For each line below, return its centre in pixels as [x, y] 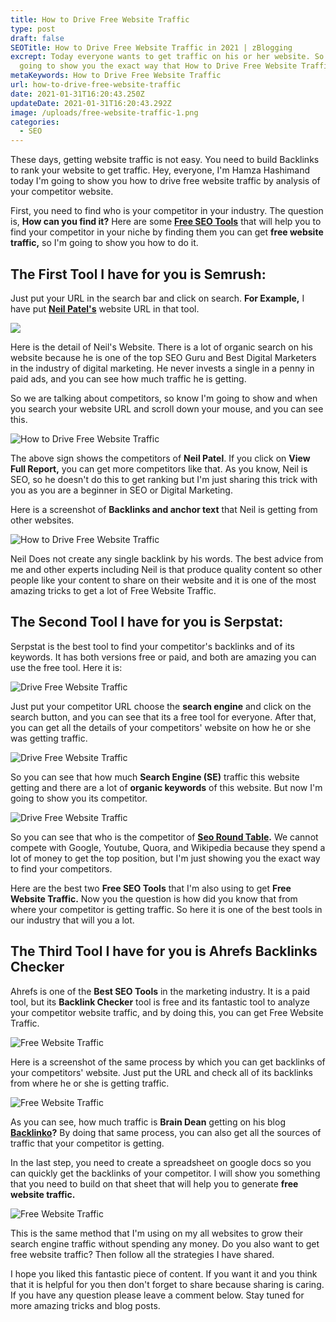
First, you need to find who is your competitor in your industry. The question [167, 211]
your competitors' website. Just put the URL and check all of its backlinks [161, 1072]
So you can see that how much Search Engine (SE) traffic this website [155, 777]
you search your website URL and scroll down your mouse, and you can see [167, 408]
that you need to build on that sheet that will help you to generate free [154, 1183]
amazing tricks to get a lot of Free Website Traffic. [113, 590]
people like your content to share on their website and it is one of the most [163, 580]
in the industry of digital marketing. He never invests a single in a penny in [162, 368]
